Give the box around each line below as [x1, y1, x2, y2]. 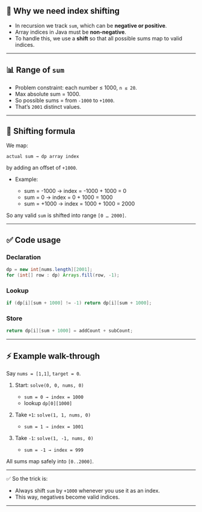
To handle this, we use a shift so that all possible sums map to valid [14, 34, 182, 42]
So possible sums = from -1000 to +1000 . [14, 97, 115, 104]
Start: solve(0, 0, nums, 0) [14, 382, 84, 389]
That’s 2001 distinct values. [14, 103, 82, 110]
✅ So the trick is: [6, 475, 48, 483]
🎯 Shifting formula [6, 126, 76, 136]
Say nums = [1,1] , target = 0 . [6, 370, 81, 377]
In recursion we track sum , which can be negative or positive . [14, 22, 167, 29]
